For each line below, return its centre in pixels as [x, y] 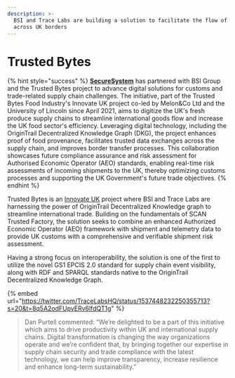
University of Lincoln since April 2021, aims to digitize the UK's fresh [106, 111]
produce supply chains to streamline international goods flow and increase [115, 118]
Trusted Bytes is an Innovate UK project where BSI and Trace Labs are [109, 199]
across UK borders [41, 27]
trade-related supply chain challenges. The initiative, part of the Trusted [111, 96]
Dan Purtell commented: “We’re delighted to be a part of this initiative [125, 322]
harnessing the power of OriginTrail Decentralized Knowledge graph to [109, 207]
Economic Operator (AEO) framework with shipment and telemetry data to [114, 229]
